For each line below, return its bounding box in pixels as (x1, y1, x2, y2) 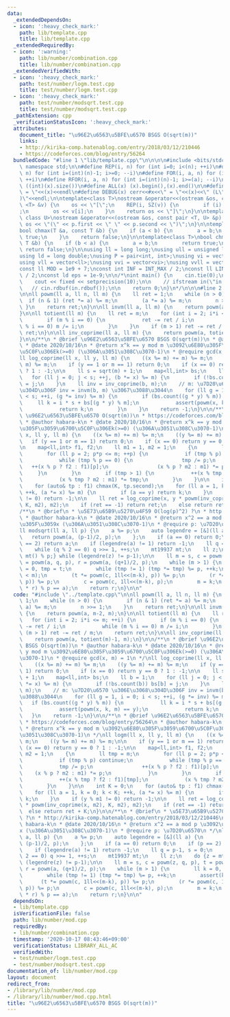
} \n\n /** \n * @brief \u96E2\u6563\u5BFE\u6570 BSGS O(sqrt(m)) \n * (19, 336, 216, 343)
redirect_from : (7, 980, 51, 987)
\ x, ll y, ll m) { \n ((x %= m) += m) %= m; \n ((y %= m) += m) (19, 431, 222, 438)
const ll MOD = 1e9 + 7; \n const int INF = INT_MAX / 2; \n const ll (19, 265, 213, 272)
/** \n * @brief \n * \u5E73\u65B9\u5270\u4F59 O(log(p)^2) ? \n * (19, 508, 207, 515)
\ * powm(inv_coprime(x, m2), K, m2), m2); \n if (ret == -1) (19, 801, 207, 809)
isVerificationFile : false (13, 911, 90, 917)
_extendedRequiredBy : (13, 42, 75, 49)
